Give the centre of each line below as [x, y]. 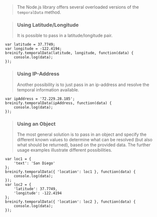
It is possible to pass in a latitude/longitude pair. [65, 36]
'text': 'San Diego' [35, 163]
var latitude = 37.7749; [30, 44]
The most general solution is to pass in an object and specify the [82, 134]
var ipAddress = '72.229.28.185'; [40, 99]
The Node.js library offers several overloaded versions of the [78, 7]
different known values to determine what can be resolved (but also [85, 139]
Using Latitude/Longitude [48, 25]
